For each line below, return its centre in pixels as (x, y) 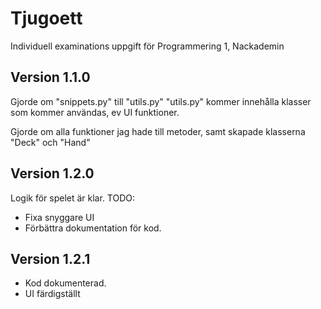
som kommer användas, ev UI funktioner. (95, 112)
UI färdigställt (52, 294)
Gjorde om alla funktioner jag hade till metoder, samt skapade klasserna (158, 131)
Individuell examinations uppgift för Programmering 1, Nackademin (147, 46)
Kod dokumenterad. (65, 283)
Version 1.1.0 (50, 77)
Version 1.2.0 (52, 173)
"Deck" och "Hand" (50, 142)
